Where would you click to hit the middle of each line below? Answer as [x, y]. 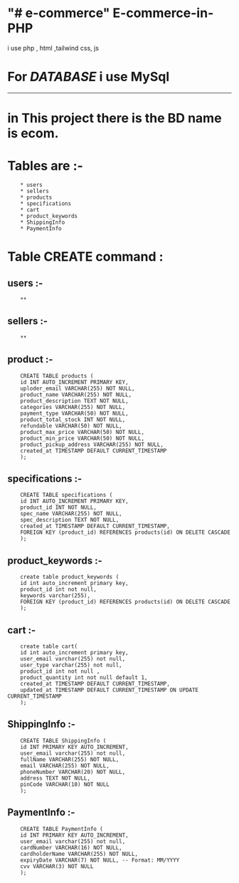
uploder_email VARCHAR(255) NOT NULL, [78, 388]
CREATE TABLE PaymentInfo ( [62, 829]
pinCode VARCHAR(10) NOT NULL [65, 784]
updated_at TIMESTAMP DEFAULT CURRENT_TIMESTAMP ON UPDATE [110, 690]
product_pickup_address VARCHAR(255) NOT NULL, [92, 444]
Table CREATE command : [85, 257]
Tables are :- [45, 166]
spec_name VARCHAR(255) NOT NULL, [71, 514]
